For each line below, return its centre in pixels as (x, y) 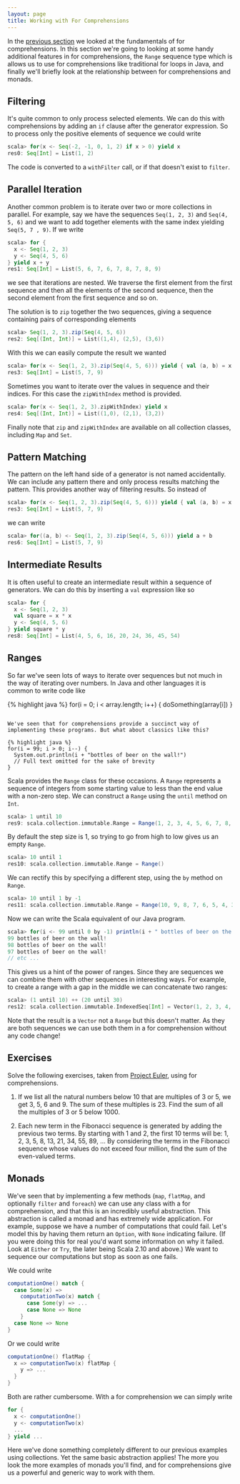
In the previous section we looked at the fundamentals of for (96, 41)
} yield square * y (36, 629)
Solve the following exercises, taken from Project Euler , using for (102, 1075)
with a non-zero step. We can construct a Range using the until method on (117, 796)
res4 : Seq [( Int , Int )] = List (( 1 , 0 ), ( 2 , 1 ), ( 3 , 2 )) (86, 413)
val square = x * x (43, 616)
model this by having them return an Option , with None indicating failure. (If (117, 1233)
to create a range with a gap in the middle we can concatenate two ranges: (117, 987)
